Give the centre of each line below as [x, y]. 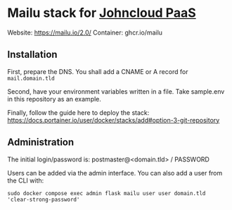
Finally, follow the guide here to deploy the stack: [78, 112]
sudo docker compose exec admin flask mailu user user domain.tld [107, 193]
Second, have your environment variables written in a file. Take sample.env [116, 91]
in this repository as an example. [54, 99]
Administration [41, 142]
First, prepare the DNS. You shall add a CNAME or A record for [98, 71]
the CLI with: [26, 180]
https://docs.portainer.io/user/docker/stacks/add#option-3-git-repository [114, 120]
